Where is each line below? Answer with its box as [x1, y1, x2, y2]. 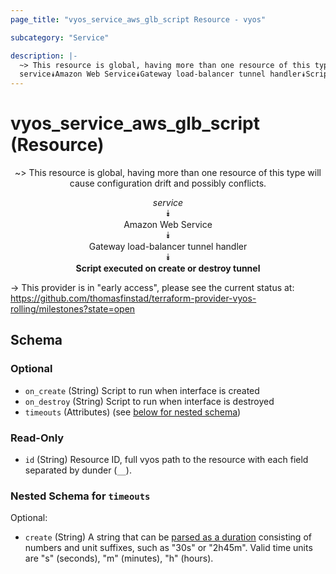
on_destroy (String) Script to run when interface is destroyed [24, 395, 275, 407]
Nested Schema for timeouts [10, 489, 151, 503]
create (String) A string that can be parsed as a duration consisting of [24, 531, 312, 543]
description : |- [10, 51, 78, 61]
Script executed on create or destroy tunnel [75, 262, 261, 275]
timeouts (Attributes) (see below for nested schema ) [24, 406, 242, 418]
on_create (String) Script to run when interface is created [24, 384, 260, 396]
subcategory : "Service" [10, 32, 110, 43]
